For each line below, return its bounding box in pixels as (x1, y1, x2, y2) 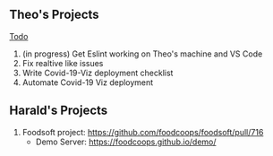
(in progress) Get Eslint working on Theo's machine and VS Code (21, 48, 263, 59)
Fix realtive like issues (21, 57, 104, 68)
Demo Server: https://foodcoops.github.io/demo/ (35, 136, 217, 147)
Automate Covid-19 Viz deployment (21, 76, 154, 88)
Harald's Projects (9, 103, 108, 118)
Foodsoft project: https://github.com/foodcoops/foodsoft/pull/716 (21, 126, 264, 137)
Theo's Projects (9, 7, 100, 22)
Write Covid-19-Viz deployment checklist (21, 67, 174, 78)
